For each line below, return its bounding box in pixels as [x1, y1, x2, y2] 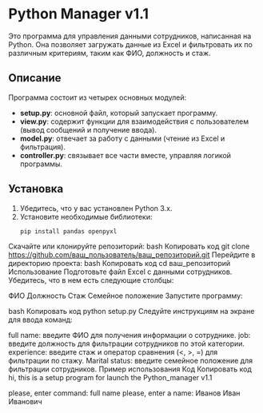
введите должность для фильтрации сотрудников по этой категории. [8, 339, 245, 348]
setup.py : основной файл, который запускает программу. [19, 108, 218, 117]
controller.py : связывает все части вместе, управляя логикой [19, 150, 232, 160]
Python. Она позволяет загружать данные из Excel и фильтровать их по [8, 39, 253, 49]
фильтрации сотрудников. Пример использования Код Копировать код [8, 364, 252, 374]
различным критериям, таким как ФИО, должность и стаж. [8, 48, 211, 58]
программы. [19, 159, 62, 169]
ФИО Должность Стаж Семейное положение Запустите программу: [8, 291, 243, 300]
